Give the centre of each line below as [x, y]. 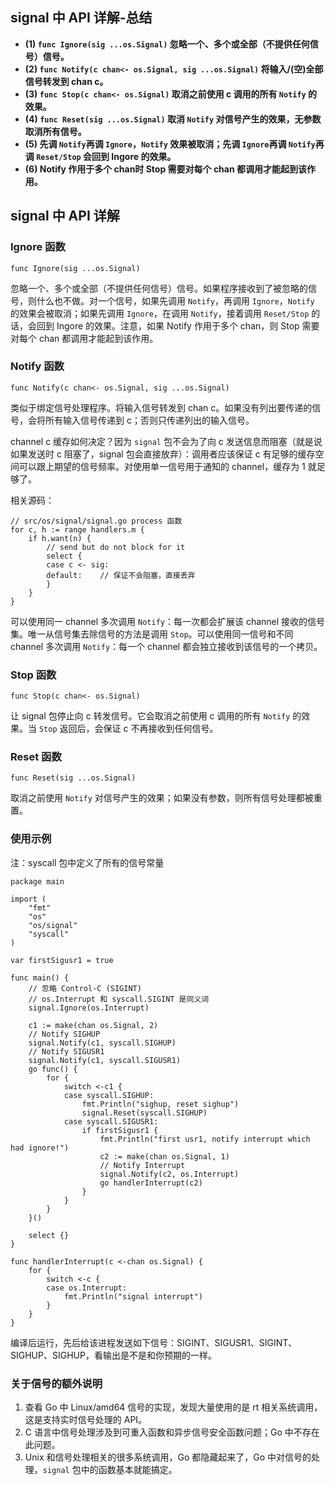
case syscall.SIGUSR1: [111, 1121]
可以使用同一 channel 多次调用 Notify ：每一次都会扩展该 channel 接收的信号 [168, 621]
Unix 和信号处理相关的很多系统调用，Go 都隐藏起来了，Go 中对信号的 [168, 1457]
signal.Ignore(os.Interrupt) [89, 1008]
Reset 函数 [36, 757]
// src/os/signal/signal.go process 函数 [96, 521]
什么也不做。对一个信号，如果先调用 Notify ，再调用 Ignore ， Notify [175, 300]
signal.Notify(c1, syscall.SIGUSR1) [105, 1060]
